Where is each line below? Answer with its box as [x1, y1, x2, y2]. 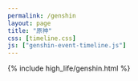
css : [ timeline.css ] [7, 34, 77, 43]
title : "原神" [7, 26, 53, 34]
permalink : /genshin [7, 11, 77, 20]
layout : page [7, 19, 51, 27]
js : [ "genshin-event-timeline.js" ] [7, 42, 127, 50]
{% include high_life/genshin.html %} [7, 63, 131, 73]
